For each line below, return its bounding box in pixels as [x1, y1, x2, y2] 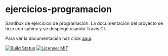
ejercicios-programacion [5, 4, 112, 15]
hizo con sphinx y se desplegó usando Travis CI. [5, 25, 106, 31]
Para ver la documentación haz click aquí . [5, 35, 93, 41]
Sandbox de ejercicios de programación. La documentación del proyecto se [5, 20, 163, 26]
